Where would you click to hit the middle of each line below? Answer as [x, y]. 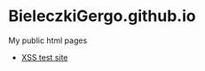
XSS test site [44, 57]
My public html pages [48, 40]
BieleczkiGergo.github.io [102, 16]
